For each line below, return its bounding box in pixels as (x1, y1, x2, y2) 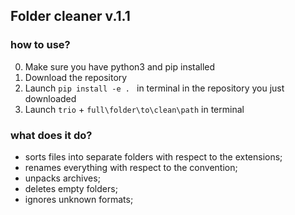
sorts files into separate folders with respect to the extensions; (24, 150, 283, 163)
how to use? (10, 38, 71, 52)
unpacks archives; (24, 172, 101, 184)
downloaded (24, 92, 77, 104)
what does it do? (10, 128, 93, 142)
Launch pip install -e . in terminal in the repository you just (24, 82, 285, 94)
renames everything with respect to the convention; (24, 161, 238, 173)
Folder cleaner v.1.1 (10, 8, 131, 25)
